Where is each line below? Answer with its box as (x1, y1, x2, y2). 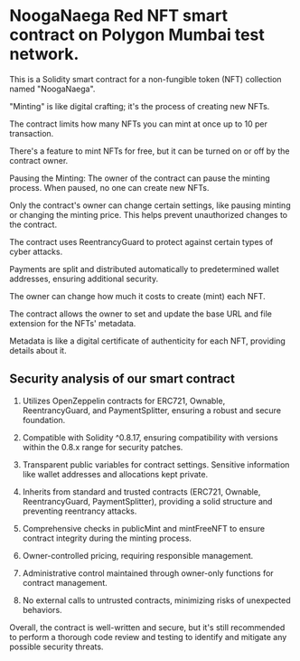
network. (9, 44, 80, 64)
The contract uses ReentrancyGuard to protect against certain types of (9, 236, 274, 247)
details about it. (9, 345, 67, 355)
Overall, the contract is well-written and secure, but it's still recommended (9, 621, 286, 633)
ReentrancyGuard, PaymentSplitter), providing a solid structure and (22, 496, 273, 506)
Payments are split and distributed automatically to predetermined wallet (9, 263, 280, 274)
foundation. (22, 414, 66, 425)
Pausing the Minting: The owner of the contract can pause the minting (9, 173, 270, 184)
